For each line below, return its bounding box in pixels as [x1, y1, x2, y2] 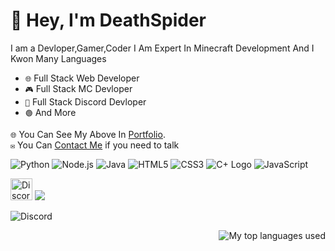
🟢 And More [24, 106, 77, 118]
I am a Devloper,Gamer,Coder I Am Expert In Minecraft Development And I [10, 42, 315, 54]
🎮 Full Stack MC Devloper [24, 82, 133, 94]
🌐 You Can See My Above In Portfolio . [10, 128, 166, 140]
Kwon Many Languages [10, 52, 107, 64]
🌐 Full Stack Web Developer [24, 72, 140, 84]
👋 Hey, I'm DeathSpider [10, 9, 207, 32]
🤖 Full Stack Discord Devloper [24, 95, 147, 108]
